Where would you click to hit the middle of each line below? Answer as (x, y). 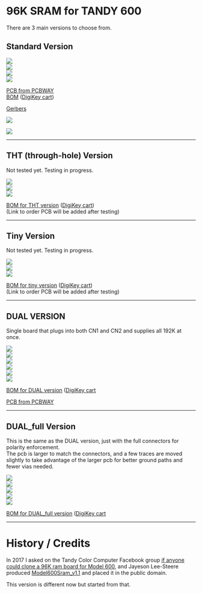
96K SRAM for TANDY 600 (74, 11)
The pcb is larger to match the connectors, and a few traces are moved (94, 453)
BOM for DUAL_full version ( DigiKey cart (56, 513)
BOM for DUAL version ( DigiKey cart (51, 390)
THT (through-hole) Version (60, 155)
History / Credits (48, 543)
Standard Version (40, 47)
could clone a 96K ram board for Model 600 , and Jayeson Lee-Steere (93, 566)
